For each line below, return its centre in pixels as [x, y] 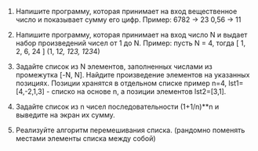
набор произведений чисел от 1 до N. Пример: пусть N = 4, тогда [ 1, [130, 43]
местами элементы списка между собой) [85, 138]
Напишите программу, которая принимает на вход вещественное [126, 11]
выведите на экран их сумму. [65, 115]
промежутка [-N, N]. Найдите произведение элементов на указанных [133, 75]
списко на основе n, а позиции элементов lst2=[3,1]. [139, 92]
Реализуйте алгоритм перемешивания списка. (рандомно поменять [130, 130]
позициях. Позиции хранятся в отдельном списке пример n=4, [121, 83]
